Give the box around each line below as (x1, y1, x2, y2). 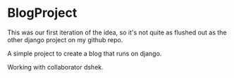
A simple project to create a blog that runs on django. (7, 49, 162, 58)
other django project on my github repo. (7, 35, 123, 44)
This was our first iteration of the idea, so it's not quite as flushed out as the (7, 28, 227, 37)
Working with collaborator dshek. (7, 63, 104, 71)
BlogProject (7, 5, 78, 21)
